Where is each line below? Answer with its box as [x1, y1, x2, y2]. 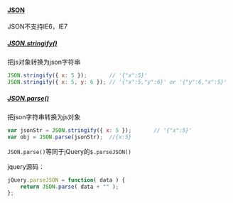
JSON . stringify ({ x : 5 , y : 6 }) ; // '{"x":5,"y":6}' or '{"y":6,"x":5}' [7, 79, 227, 86]
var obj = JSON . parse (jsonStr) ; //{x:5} [7, 133, 132, 141]
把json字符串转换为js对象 [7, 112, 81, 121]
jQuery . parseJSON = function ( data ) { [7, 176, 126, 184]
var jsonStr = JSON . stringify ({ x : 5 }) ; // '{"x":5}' [7, 126, 193, 134]
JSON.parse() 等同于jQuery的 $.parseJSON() [7, 147, 131, 155]
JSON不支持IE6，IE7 [7, 22, 68, 31]
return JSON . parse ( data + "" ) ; [20, 183, 119, 190]
